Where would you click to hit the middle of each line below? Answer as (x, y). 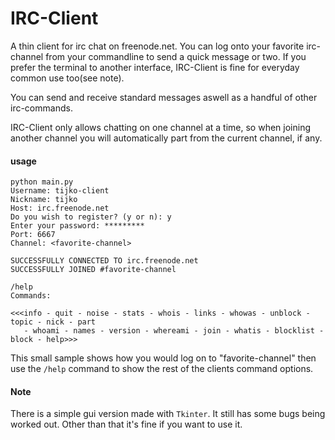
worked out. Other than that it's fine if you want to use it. (126, 424)
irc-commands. (41, 108)
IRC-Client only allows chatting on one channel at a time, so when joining (160, 127)
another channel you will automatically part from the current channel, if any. (166, 138)
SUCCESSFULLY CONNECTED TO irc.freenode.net (104, 261)
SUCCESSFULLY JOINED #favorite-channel (93, 270)
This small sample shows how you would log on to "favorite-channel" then (163, 358)
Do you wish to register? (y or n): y (91, 217)
